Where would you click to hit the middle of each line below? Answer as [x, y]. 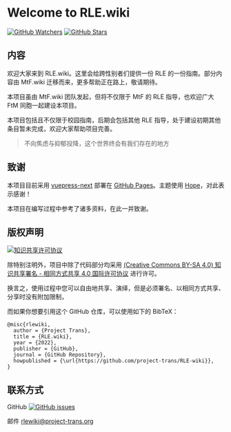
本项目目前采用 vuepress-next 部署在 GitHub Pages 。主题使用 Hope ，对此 [113, 185]
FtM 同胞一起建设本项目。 [44, 105]
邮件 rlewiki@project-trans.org [50, 421]
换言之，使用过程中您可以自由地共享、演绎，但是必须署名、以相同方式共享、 [116, 288]
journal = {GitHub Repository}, [60, 355]
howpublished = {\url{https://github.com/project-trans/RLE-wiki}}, [114, 361]
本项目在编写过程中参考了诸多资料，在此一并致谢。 [80, 208]
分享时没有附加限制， [37, 297]
